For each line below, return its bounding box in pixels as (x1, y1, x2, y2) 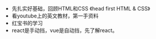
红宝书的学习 (11, 20, 43, 26)
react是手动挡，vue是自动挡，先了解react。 (11, 27, 118, 34)
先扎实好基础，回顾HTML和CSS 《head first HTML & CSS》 (11, 5, 151, 12)
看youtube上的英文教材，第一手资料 (11, 12, 99, 19)
